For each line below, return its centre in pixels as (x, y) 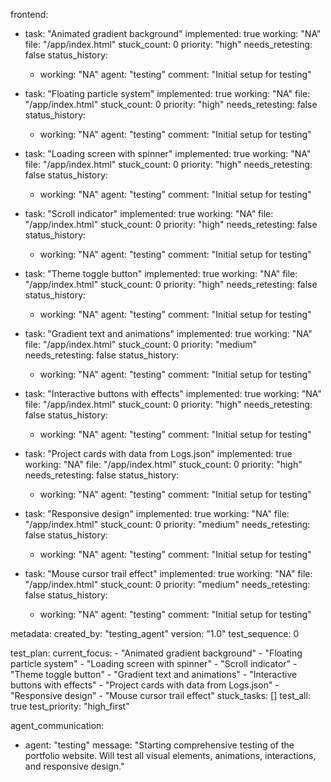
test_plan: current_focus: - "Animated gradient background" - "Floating (156, 653)
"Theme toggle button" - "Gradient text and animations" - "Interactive (154, 674)
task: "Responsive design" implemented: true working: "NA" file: (157, 513)
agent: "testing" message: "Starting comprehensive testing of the (159, 745)
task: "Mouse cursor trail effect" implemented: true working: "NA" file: (168, 573)
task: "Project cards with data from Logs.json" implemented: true (158, 453)
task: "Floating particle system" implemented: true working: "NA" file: (167, 93)
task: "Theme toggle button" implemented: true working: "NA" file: (161, 273)
